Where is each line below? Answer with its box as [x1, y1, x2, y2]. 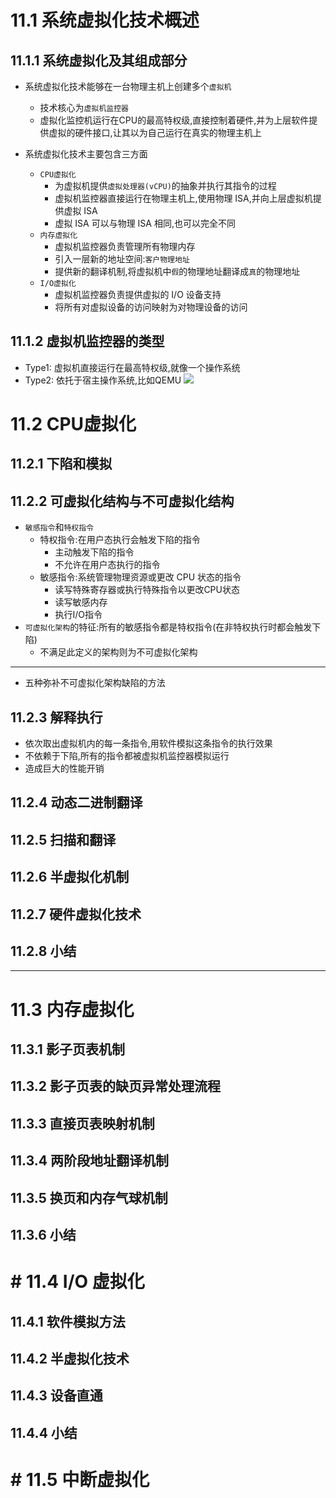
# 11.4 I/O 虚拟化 [10, 1271, 145, 1293]
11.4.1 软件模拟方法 [10, 1313, 126, 1330]
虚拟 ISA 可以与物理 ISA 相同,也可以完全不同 [54, 217, 236, 229]
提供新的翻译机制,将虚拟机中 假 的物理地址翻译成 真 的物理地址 [54, 266, 301, 277]
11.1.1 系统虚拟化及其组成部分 [10, 52, 188, 69]
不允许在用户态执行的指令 [54, 559, 161, 571]
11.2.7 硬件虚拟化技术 [10, 906, 142, 923]
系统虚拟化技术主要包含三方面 [24, 148, 148, 160]
